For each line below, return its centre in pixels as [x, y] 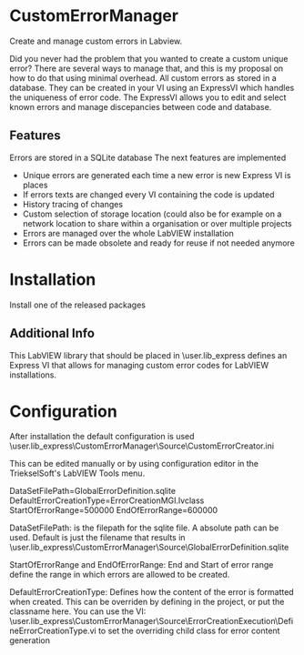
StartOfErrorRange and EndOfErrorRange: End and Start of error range [142, 565]
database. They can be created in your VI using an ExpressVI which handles [152, 87]
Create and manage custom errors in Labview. [96, 41]
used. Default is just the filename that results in [97, 538]
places [35, 185]
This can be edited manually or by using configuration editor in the [134, 464]
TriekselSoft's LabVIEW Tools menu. [77, 473]
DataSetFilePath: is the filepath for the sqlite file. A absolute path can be [144, 528]
